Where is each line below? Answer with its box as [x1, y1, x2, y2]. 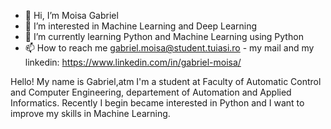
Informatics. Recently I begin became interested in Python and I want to [10, 97, 305, 109]
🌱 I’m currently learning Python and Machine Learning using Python [24, 31, 304, 42]
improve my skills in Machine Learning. [10, 108, 171, 119]
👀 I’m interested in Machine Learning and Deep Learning [24, 20, 258, 32]
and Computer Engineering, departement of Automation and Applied [10, 86, 292, 98]
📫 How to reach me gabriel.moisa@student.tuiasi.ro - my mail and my [24, 42, 315, 54]
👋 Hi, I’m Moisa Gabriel [24, 10, 119, 21]
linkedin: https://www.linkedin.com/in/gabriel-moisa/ [24, 56, 242, 68]
